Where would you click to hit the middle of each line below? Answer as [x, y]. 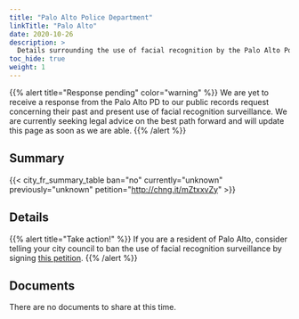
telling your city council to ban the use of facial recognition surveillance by [145, 248]
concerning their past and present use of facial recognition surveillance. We [148, 111]
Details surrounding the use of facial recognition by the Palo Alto [149, 51]
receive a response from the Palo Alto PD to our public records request [139, 102]
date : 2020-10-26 [41, 34]
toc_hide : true [37, 59]
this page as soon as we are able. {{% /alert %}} [98, 130]
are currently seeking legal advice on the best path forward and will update [147, 120]
